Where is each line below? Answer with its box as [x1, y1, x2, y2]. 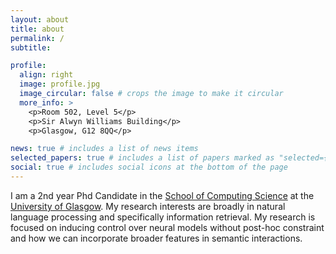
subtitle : [10, 42, 52, 53]
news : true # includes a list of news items [10, 144, 199, 154]
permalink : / [10, 33, 65, 43]
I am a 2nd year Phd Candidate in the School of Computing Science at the [10, 189, 315, 201]
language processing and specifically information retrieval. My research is [10, 211, 316, 223]
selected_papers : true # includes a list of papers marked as [10, 153, 275, 163]
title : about [10, 24, 65, 34]
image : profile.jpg [19, 79, 101, 90]
